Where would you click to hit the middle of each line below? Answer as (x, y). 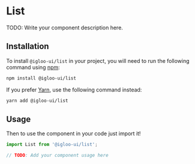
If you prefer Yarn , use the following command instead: (74, 89)
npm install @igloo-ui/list (41, 78)
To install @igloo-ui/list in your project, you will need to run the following (98, 60)
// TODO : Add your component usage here (58, 156)
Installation (28, 46)
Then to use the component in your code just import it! (73, 133)
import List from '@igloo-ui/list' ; (52, 145)
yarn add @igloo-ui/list (37, 101)
